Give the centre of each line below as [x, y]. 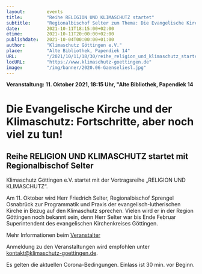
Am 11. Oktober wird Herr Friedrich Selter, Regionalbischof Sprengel [90, 198]
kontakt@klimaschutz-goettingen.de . [52, 253]
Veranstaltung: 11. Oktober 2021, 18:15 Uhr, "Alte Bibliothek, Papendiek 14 [100, 85]
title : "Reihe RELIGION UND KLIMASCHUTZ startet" [80, 17]
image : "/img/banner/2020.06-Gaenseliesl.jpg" [76, 67]
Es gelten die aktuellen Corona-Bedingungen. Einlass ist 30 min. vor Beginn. [100, 265]
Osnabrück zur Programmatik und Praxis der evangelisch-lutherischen [93, 204]
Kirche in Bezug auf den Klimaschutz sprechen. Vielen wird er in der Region [100, 211]
